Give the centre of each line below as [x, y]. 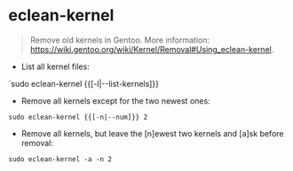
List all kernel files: [55, 66]
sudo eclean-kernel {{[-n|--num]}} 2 [78, 117]
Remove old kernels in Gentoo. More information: [120, 40]
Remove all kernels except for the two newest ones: [115, 101]
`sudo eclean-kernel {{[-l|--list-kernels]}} [83, 83]
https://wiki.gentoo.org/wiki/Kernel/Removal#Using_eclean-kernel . [152, 49]
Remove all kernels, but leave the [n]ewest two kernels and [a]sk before [152, 133]
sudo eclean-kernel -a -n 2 [60, 159]
